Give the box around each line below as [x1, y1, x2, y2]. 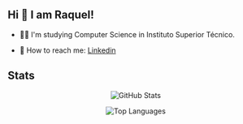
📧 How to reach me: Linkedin [19, 45, 116, 55]
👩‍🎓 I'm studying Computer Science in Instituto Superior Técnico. [19, 29, 235, 39]
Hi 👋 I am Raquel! [7, 8, 94, 22]
